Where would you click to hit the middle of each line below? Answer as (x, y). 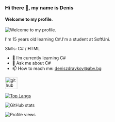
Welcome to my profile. (29, 19)
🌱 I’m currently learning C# (39, 58)
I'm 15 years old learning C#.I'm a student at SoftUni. (58, 39)
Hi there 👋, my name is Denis (39, 8)
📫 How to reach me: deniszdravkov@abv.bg (57, 68)
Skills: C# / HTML (23, 49)
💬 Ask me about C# (31, 63)
